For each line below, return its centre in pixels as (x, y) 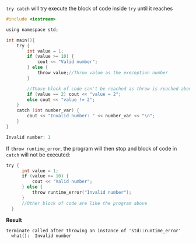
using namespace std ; (32, 29)
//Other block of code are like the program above (84, 203)
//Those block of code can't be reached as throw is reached (103, 89)
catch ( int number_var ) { (48, 110)
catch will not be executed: (38, 155)
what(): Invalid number (41, 236)
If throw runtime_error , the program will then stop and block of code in (92, 148)
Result (14, 220)
